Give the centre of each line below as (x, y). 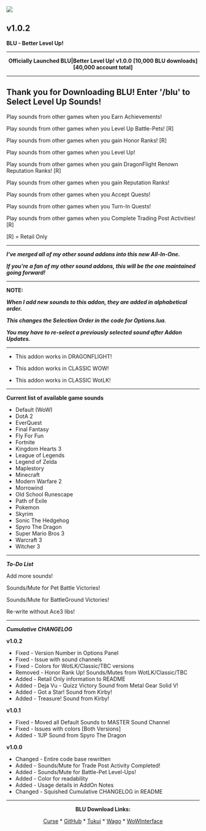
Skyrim (24, 514)
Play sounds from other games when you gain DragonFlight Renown (93, 164)
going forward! (26, 272)
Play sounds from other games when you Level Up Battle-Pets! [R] (90, 128)
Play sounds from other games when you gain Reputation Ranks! (88, 182)
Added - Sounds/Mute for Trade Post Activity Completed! (88, 765)
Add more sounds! (30, 575)
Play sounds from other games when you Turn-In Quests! (79, 206)
